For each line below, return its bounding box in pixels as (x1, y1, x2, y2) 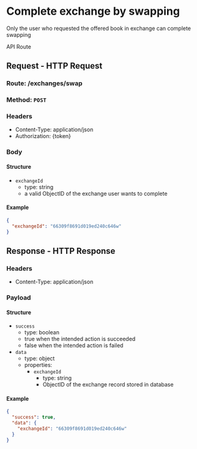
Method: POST (6, 96, 47, 104)
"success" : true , (12, 414, 56, 421)
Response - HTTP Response (6, 245, 116, 256)
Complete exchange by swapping (6, 4, 180, 18)
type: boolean (24, 329, 60, 336)
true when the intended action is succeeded (24, 336, 136, 343)
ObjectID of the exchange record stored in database (42, 381, 174, 388)
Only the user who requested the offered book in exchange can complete (6, 25, 191, 32)
